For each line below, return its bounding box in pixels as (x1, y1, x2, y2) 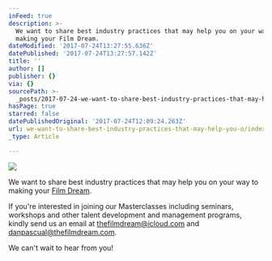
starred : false (8, 110, 60, 118)
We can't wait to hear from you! (8, 242, 113, 252)
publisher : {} (8, 72, 57, 80)
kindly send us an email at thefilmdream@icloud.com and (8, 218, 200, 228)
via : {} (8, 79, 35, 88)
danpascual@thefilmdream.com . (8, 227, 117, 237)
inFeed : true (8, 11, 53, 20)
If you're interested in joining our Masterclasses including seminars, (8, 201, 234, 211)
